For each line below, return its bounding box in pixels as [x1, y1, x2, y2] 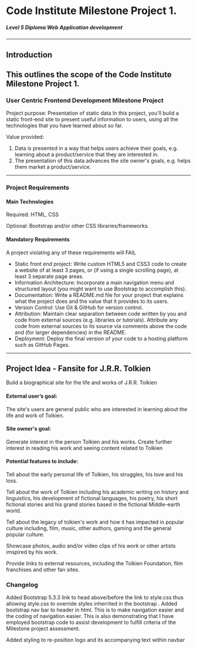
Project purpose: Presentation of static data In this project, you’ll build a [6, 110, 179, 117]
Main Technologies [6, 198, 54, 205]
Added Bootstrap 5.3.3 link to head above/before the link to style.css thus [6, 594, 184, 601]
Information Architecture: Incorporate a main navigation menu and [14, 279, 175, 286]
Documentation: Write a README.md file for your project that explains [14, 291, 184, 298]
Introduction [6, 50, 53, 60]
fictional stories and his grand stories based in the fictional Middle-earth [6, 501, 181, 508]
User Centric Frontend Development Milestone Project [6, 96, 164, 104]
